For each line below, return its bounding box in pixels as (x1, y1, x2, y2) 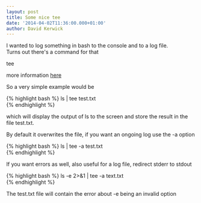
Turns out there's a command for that (6, 49, 99, 56)
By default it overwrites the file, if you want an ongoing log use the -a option (6, 131, 195, 138)
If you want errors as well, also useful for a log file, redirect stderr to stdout (6, 160, 192, 168)
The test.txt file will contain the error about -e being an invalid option (6, 190, 176, 198)
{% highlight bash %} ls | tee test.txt (6, 95, 96, 102)
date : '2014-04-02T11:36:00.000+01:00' (6, 20, 107, 26)
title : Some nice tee (6, 14, 61, 20)
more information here (6, 71, 62, 79)
